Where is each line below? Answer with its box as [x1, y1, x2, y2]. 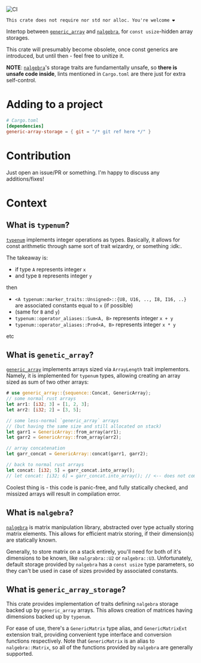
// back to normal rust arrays [6, 462, 84, 468]
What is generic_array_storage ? [6, 584, 126, 595]
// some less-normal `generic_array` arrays [6, 417, 119, 423]
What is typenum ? [6, 220, 70, 231]
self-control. [6, 77, 37, 83]
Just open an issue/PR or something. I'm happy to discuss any [6, 169, 160, 176]
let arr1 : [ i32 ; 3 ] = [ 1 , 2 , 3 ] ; [6, 401, 90, 408]
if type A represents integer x [14, 265, 86, 273]
